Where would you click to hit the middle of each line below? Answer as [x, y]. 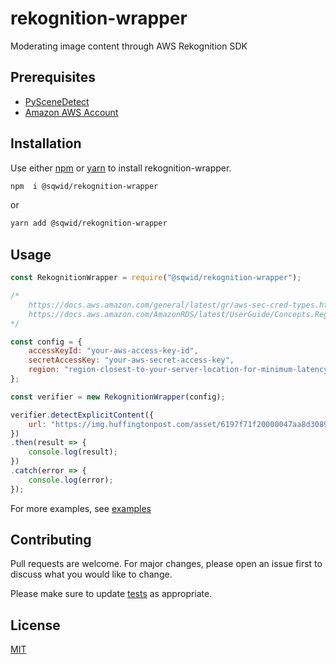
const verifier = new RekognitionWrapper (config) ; [118, 397]
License [35, 625]
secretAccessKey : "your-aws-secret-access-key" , [131, 360]
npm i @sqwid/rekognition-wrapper [84, 186]
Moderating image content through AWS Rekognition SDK [129, 46]
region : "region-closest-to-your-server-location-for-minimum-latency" [180, 370]
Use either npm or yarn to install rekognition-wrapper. [121, 168]
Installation [46, 143]
